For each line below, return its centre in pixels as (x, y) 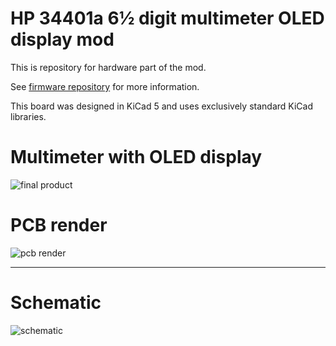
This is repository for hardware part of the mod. (108, 67)
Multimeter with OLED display (136, 157)
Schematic (56, 303)
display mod (62, 39)
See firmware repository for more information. (105, 86)
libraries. (28, 116)
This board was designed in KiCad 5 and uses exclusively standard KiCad (161, 106)
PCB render (59, 225)
